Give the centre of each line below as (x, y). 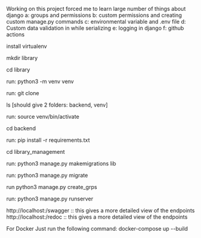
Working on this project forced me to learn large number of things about (96, 9)
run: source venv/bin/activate (43, 117)
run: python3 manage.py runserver (50, 199)
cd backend (21, 128)
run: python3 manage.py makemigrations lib (61, 164)
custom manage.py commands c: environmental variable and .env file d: (96, 21)
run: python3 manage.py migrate (47, 175)
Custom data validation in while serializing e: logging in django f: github (95, 28)
